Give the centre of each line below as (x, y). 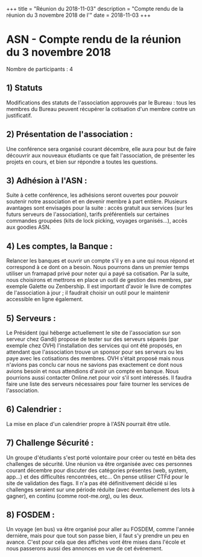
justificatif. (19, 115)
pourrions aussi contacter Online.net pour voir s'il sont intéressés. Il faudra (99, 377)
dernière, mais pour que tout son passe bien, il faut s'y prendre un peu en (98, 536)
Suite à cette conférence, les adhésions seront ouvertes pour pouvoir (92, 195)
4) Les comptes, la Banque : (59, 246)
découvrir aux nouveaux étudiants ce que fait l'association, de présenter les (100, 155)
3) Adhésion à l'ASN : (47, 180)
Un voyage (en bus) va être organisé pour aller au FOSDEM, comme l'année (100, 529)
